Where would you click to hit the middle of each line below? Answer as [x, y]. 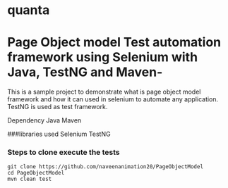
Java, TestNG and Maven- [85, 72]
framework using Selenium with [103, 57]
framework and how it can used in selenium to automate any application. [113, 99]
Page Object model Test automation [114, 43]
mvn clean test [30, 179]
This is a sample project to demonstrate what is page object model [104, 92]
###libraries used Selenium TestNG [59, 134]
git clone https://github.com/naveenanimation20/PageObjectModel [105, 167]
